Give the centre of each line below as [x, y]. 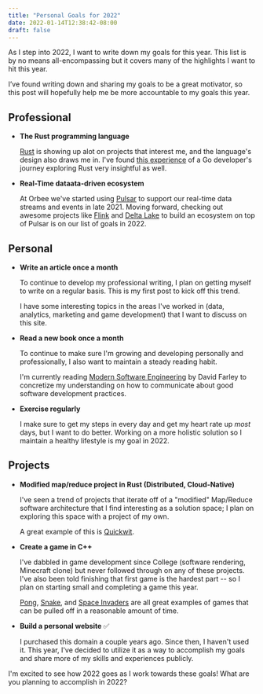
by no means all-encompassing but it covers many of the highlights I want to [132, 61]
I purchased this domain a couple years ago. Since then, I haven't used [134, 641]
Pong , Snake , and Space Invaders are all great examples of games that [134, 602]
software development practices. [73, 393]
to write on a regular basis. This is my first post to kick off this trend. [130, 291]
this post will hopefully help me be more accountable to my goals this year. [129, 93]
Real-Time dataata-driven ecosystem [82, 184]
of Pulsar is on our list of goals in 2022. [83, 224]
